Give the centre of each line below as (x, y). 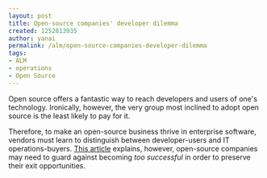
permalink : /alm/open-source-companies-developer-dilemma (108, 46)
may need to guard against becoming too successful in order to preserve (130, 157)
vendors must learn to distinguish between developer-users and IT (119, 140)
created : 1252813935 (43, 31)
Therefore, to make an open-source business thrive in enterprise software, (132, 131)
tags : (17, 53)
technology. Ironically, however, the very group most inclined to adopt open (134, 107)
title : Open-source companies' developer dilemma (94, 23)
